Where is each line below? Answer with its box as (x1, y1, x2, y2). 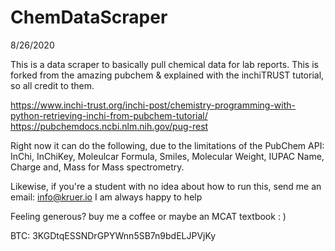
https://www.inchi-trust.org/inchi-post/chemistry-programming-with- (10, 99, 296, 111)
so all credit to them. (10, 79, 95, 91)
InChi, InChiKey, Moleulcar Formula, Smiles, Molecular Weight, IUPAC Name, (10, 150, 325, 162)
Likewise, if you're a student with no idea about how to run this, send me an (10, 180, 322, 192)
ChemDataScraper (10, 6, 168, 29)
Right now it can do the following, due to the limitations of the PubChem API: (10, 139, 325, 151)
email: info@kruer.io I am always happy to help (10, 191, 203, 203)
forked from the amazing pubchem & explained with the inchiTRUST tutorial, (10, 69, 325, 81)
